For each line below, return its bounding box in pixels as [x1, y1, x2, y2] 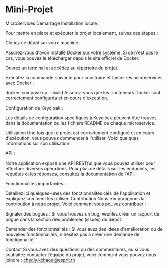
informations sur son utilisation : [5, 140, 72, 146]
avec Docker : [5, 80, 34, 86]
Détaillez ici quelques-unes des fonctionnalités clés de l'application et [5, 190, 150, 196]
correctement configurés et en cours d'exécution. [5, 95, 108, 101]
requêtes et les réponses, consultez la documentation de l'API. [5, 171, 135, 177]
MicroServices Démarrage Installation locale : [5, 20, 100, 26]
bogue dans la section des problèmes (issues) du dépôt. [5, 216, 123, 222]
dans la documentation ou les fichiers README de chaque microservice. [5, 120, 156, 126]
